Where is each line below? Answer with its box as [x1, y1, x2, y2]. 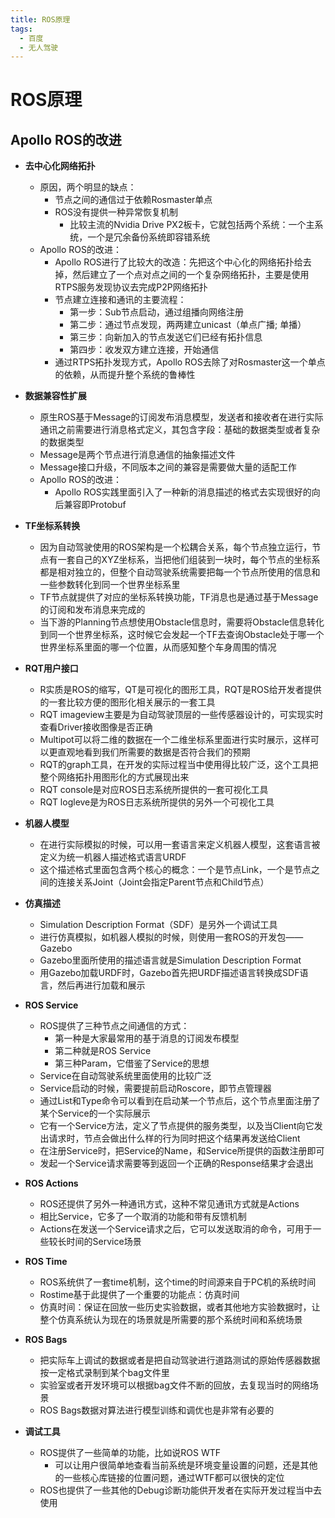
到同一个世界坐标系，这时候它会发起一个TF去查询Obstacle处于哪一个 [39, 629, 325, 641]
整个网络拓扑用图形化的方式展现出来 [39, 771, 190, 783]
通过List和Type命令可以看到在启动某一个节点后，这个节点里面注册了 [39, 1095, 321, 1107]
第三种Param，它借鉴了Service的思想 [54, 1057, 210, 1070]
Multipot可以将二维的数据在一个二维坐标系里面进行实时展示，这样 [39, 734, 311, 746]
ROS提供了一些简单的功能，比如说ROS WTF [39, 1447, 222, 1459]
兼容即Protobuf [63, 499, 127, 511]
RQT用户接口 [24, 662, 79, 675]
